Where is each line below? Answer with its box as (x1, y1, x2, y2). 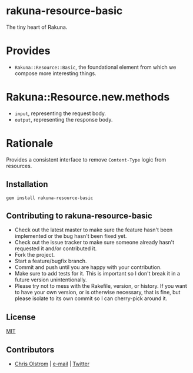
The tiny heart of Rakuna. (6, 23, 68, 31)
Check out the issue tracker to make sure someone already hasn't (14, 239, 175, 246)
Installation (6, 179, 48, 189)
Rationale (6, 137, 54, 150)
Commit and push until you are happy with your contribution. (14, 264, 162, 271)
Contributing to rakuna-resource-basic (6, 210, 153, 221)
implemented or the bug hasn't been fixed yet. (14, 233, 127, 240)
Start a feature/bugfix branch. (14, 257, 87, 265)
